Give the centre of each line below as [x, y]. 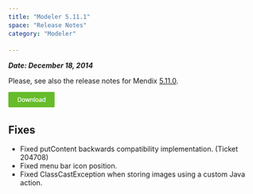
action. [31, 183]
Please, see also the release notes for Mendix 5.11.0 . [93, 81]
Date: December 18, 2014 [51, 66]
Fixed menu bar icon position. [68, 166]
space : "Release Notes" [48, 25]
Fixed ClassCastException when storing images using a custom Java [132, 174]
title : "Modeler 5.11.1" [49, 17]
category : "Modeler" [43, 33]
